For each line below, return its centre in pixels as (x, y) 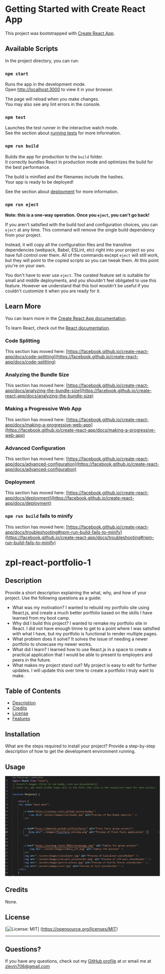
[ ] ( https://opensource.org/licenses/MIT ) (62, 929)
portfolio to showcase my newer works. (52, 644)
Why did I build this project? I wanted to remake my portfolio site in (80, 623)
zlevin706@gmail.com (27, 967)
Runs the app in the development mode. (45, 84)
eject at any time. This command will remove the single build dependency (80, 230)
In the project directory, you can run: (42, 61)
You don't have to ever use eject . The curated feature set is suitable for (78, 275)
